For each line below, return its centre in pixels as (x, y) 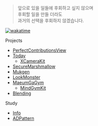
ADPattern (23, 118)
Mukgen (21, 72)
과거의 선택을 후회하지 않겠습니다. (51, 20)
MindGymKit (33, 88)
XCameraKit (33, 61)
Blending (22, 93)
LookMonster (26, 77)
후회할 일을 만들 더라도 (40, 14)
